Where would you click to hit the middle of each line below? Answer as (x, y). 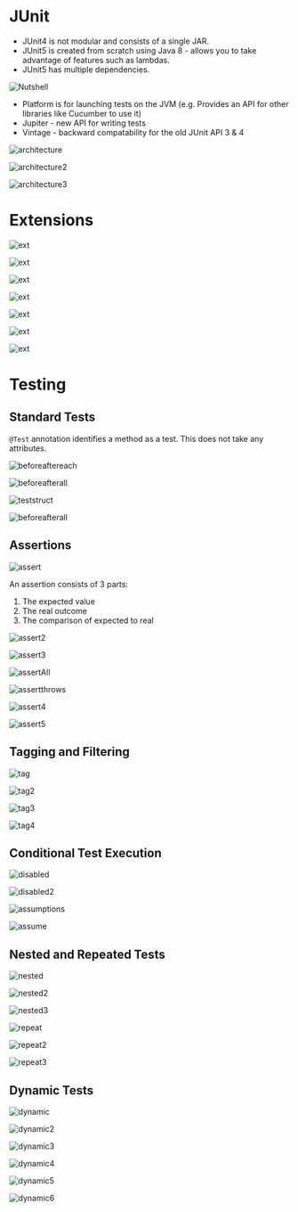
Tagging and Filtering (70, 752)
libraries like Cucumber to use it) (82, 113)
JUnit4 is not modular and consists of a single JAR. (116, 41)
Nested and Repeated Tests (88, 954)
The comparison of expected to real (88, 620)
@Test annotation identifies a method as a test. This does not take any (137, 438)
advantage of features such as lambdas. (96, 60)
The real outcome (54, 610)
